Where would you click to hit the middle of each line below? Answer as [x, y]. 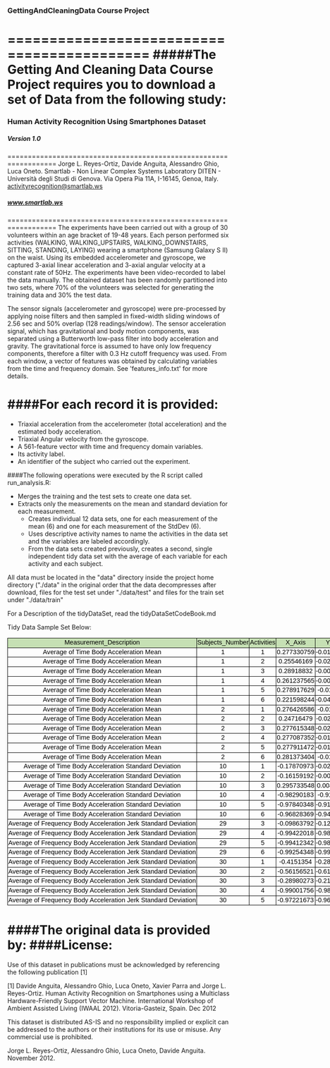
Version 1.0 [24, 138]
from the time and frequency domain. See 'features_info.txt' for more [108, 368]
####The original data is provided [109, 930]
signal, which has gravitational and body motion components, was [103, 331]
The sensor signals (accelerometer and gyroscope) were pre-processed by [117, 308]
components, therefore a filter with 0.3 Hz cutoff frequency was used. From [117, 353]
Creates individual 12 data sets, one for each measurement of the [123, 518]
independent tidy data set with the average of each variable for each [128, 556]
